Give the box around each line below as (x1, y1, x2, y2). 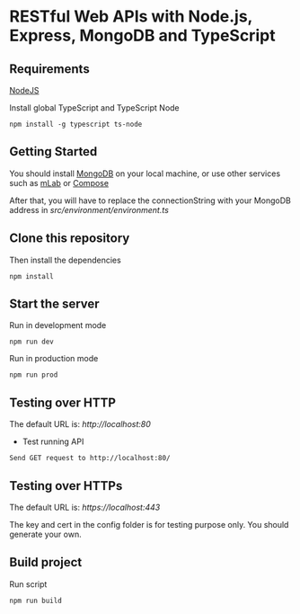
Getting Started (9, 144, 98, 159)
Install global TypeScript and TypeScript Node (9, 102, 180, 113)
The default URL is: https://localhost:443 (9, 502, 161, 513)
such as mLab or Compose (9, 177, 110, 188)
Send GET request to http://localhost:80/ (9, 454, 171, 463)
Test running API (22, 436, 84, 447)
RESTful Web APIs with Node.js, (9, 6, 253, 27)
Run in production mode (9, 353, 99, 364)
